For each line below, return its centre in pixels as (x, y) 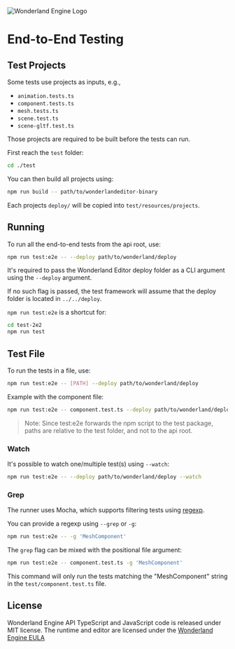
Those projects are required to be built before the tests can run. (99, 139)
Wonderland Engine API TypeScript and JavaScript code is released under (114, 622)
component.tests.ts (46, 104)
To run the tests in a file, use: (49, 370)
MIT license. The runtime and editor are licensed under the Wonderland (110, 630)
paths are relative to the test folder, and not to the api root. (108, 430)
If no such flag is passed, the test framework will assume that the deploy (112, 291)
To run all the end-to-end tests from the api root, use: (84, 244)
